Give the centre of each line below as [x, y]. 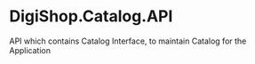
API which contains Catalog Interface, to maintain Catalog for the [128, 41]
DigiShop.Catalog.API [91, 16]
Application [30, 50]
